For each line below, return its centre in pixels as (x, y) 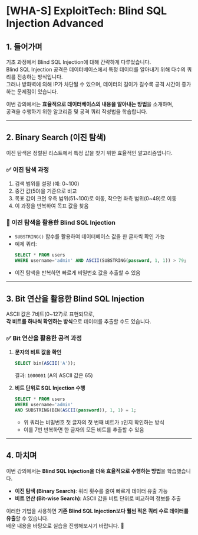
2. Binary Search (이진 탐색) (56, 137)
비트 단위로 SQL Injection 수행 (50, 388)
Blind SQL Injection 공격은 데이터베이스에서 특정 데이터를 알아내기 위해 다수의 (96, 69)
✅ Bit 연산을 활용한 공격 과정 (44, 338)
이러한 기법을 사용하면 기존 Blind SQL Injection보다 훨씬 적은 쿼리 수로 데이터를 (97, 511)
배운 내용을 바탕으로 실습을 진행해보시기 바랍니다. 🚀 (65, 526)
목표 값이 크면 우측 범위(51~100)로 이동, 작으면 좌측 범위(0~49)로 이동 (95, 199)
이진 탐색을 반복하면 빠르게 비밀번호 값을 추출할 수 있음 (77, 273)
